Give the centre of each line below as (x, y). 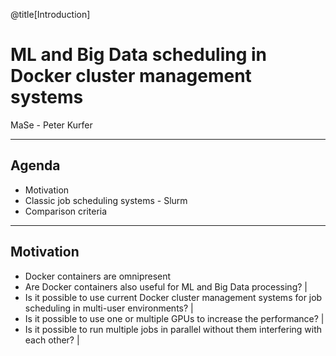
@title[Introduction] (50, 14)
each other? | (52, 340)
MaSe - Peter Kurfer (51, 125)
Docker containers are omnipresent (98, 276)
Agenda (35, 165)
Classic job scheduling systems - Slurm (106, 200)
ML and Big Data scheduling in (139, 55)
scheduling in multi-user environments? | (109, 308)
